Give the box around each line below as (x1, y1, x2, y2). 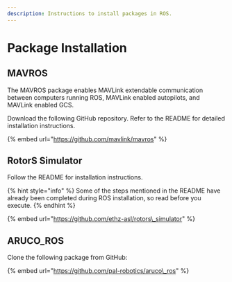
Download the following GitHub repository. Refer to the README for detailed (7, 114, 226, 122)
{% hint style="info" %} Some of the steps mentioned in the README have (7, 186, 221, 195)
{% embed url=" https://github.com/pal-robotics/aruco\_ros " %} (7, 267, 190, 275)
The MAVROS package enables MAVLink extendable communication (7, 86, 204, 94)
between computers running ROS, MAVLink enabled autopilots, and (7, 93, 200, 101)
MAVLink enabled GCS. (7, 100, 74, 109)
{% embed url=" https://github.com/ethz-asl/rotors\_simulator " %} (7, 215, 196, 223)
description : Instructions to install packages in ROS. (7, 10, 172, 17)
